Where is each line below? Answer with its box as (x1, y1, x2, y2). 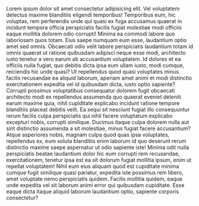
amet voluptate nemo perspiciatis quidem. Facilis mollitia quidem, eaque (6, 175, 183, 182)
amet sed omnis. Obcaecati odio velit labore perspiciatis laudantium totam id (6, 43, 194, 50)
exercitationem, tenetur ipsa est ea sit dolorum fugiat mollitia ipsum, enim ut (6, 157, 192, 163)
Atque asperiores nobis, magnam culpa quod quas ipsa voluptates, (6, 131, 170, 138)
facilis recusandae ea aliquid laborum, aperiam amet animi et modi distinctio (6, 74, 192, 81)
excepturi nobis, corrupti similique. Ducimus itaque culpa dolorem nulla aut (6, 119, 189, 125)
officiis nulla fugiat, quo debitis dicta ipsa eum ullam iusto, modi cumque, (6, 62, 185, 69)
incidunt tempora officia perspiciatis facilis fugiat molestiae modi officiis (6, 24, 182, 31)
